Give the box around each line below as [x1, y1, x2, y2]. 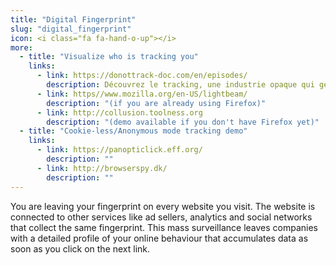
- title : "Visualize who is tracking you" [19, 52, 199, 62]
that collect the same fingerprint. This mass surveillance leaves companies [10, 221, 318, 233]
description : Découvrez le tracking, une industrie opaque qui [46, 80, 315, 90]
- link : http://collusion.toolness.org [36, 107, 203, 118]
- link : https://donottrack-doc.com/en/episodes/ [36, 71, 248, 81]
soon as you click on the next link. [10, 242, 151, 255]
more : [10, 42, 33, 53]
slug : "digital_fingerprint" [10, 24, 132, 34]
